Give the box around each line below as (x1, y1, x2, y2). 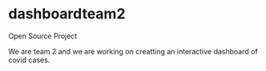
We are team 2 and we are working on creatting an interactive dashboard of (8, 46, 258, 56)
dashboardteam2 (8, 5, 126, 23)
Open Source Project (8, 31, 78, 41)
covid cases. (8, 55, 50, 65)
